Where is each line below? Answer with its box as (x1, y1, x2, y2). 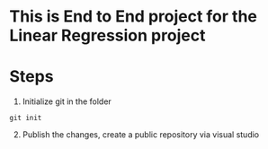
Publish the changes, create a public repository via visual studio (22, 129, 259, 140)
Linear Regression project (9, 25, 206, 46)
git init (9, 114, 42, 123)
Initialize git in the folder (22, 96, 112, 107)
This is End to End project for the (9, 6, 258, 27)
